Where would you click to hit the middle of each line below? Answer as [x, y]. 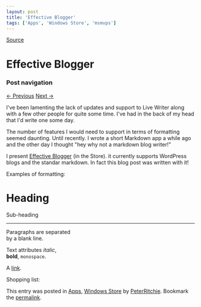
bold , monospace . [26, 256]
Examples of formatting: [36, 174]
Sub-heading [22, 215]
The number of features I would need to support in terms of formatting [93, 132]
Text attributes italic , [31, 250]
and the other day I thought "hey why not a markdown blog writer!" [89, 144]
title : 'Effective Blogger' [41, 17]
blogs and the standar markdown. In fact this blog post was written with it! [98, 162]
